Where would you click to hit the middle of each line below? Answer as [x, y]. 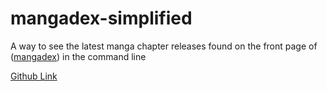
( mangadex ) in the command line [78, 56]
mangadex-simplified [101, 18]
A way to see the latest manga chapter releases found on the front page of [164, 46]
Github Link [34, 76]
